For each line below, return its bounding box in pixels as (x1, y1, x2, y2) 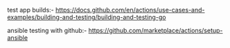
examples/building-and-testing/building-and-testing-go (7, 13, 166, 21)
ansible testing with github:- (7, 27, 87, 34)
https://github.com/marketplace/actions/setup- (88, 27, 223, 34)
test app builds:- (7, 6, 54, 14)
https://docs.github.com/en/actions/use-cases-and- (55, 6, 205, 14)
